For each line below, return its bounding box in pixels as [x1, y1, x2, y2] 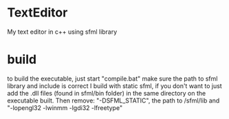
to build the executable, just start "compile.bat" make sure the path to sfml [7, 74, 218, 83]
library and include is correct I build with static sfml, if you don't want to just [7, 81, 222, 90]
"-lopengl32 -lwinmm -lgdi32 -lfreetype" [7, 103, 122, 111]
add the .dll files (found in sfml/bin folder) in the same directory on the [7, 89, 206, 97]
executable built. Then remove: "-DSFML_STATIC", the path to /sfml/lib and [7, 96, 220, 105]
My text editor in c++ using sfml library [7, 28, 118, 36]
